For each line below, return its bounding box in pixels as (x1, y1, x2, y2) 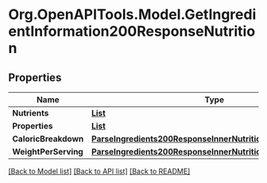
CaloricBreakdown (12, 133, 84, 144)
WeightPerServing (12, 147, 83, 157)
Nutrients (12, 108, 49, 118)
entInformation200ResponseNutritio (8, 22, 256, 40)
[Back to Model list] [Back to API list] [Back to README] (8, 166, 191, 176)
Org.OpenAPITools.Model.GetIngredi (8, 6, 257, 24)
